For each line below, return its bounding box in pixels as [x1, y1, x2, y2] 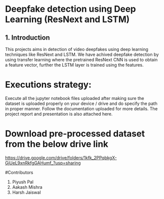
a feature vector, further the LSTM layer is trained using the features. [5, 62, 144, 68]
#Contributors [5, 169, 33, 175]
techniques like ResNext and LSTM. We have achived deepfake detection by [5, 51, 159, 57]
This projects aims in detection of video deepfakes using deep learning [5, 47, 148, 52]
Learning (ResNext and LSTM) [5, 14, 130, 25]
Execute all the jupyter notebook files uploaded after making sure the [5, 95, 144, 101]
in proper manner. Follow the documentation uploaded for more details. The [5, 105, 158, 111]
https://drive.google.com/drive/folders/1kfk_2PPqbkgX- [5, 154, 117, 160]
